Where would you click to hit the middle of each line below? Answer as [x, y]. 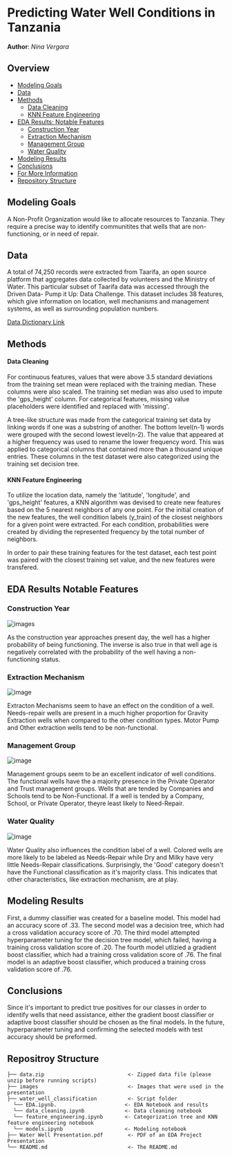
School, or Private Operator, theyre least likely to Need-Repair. [96, 803]
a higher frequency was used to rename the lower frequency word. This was [116, 441]
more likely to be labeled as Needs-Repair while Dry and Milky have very [110, 857]
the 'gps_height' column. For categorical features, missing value [98, 398]
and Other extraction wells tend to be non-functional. [83, 728]
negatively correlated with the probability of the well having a [94, 652]
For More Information [47, 173]
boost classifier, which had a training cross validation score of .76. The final [115, 954]
